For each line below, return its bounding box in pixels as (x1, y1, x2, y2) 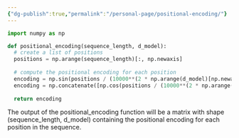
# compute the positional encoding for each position (14, 69, 176, 76)
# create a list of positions (14, 49, 103, 57)
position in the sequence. (7, 123, 82, 132)
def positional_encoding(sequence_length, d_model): (7, 42, 167, 50)
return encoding (14, 95, 62, 103)
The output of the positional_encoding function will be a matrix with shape (7, 108, 225, 117)
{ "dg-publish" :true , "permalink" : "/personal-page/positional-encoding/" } (7, 10, 228, 18)
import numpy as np (7, 30, 65, 37)
